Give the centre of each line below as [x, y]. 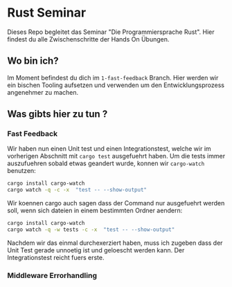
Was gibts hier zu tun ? [57, 114]
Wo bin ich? [33, 61]
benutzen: [21, 171]
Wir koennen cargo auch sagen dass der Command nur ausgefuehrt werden [116, 203]
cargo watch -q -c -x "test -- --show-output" [77, 190]
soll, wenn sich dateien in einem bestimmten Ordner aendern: [95, 211]
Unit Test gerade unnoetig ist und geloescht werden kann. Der [96, 250]
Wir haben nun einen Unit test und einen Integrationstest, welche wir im [109, 149]
